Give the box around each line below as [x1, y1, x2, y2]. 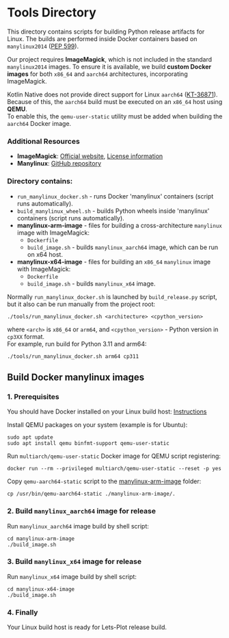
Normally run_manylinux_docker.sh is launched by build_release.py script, [7, 292, 217, 301]
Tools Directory [7, 5, 97, 21]
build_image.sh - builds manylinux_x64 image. [27, 279, 156, 288]
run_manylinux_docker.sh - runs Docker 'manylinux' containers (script [16, 192, 214, 200]
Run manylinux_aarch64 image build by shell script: [7, 522, 149, 530]
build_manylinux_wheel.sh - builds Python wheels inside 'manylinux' [16, 207, 210, 215]
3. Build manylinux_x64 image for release [7, 557, 142, 566]
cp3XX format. [7, 332, 45, 340]
